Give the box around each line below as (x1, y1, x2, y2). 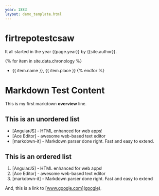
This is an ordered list (5, 152, 72, 161)
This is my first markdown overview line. (5, 101, 87, 107)
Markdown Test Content (5, 85, 105, 96)
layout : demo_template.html (5, 12, 62, 17)
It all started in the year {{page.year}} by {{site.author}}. (5, 49, 117, 55)
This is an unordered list (5, 115, 80, 123)
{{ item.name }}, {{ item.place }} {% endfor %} (12, 68, 105, 74)
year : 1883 (5, 7, 27, 12)
